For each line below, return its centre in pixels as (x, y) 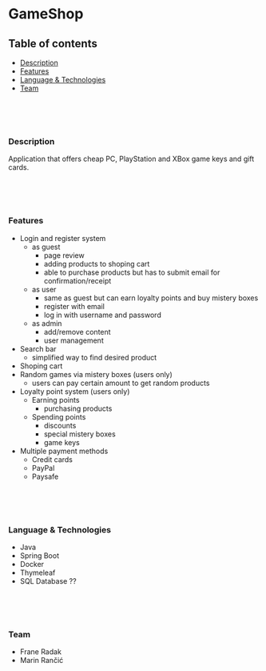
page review (64, 255)
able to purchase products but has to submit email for (132, 272)
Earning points (56, 400)
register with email (74, 306)
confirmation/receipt (77, 280)
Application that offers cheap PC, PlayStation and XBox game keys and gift (131, 159)
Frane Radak (41, 652)
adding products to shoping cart (97, 263)
